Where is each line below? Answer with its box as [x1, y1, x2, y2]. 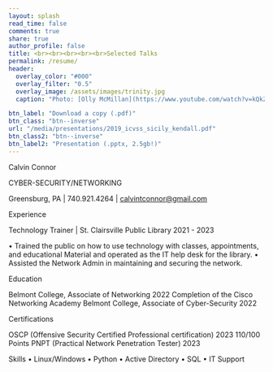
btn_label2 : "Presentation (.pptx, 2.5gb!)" [8, 140, 162, 148]
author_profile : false [8, 42, 85, 50]
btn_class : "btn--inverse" [8, 117, 100, 126]
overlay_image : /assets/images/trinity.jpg [15, 87, 165, 96]
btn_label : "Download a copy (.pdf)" [8, 110, 136, 118]
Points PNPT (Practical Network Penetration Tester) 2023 [8, 338, 201, 348]
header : [8, 65, 35, 73]
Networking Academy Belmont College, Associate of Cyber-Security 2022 [8, 298, 258, 308]
